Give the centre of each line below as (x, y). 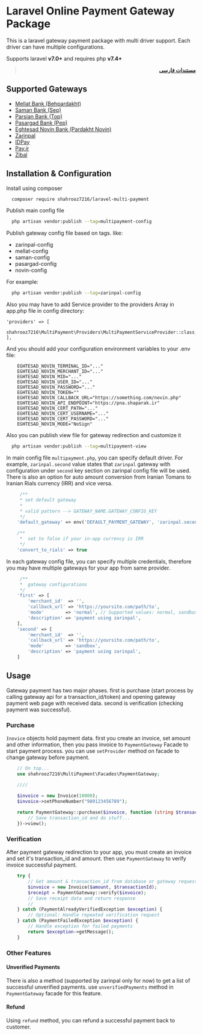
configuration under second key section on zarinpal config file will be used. (99, 471)
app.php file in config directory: (45, 311)
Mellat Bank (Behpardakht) (48, 103)
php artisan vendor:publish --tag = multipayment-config (82, 222)
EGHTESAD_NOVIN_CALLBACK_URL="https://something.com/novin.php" (99, 398)
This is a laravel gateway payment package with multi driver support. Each (98, 40)
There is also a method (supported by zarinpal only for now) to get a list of (98, 980)
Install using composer (34, 188)
